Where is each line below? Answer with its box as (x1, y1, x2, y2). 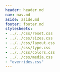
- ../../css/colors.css (5, 50, 55, 55)
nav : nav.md (5, 12, 30, 17)
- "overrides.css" (5, 59, 44, 64)
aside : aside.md (5, 17, 39, 22)
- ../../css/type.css (5, 45, 51, 50)
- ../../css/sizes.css (5, 36, 53, 41)
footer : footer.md (5, 21, 44, 27)
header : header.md (5, 7, 44, 13)
